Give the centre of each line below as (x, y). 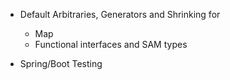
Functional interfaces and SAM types (111, 44)
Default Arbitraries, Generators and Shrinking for (120, 14)
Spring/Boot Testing (61, 63)
